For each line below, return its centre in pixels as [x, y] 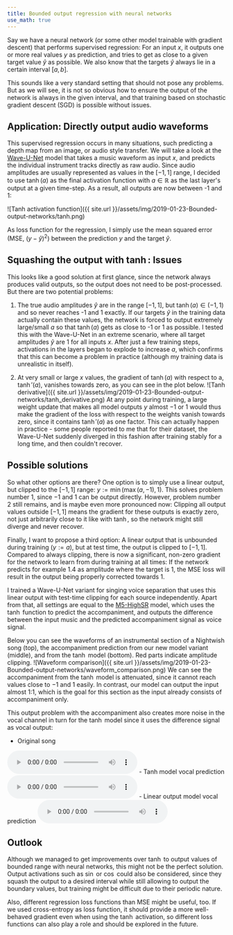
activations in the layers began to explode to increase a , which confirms [120, 349]
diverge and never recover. [46, 526]
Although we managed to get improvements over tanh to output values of [112, 859]
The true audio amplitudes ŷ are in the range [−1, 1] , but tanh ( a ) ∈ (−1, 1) [120, 305]
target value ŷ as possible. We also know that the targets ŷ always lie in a [112, 62]
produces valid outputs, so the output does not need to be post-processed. [115, 284]
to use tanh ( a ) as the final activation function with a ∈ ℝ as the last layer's [114, 180]
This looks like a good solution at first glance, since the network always [109, 277]
